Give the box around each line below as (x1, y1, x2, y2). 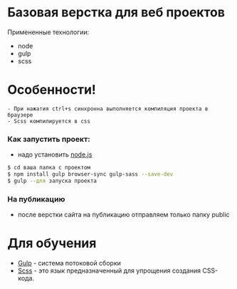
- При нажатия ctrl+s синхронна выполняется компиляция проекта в (7, 105, 209, 112)
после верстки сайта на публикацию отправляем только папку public (17, 211, 230, 219)
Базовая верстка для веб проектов (7, 4, 226, 21)
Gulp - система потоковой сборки (17, 259, 121, 268)
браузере (7, 111, 33, 118)
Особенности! (7, 82, 96, 98)
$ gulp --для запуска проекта (7, 177, 98, 184)
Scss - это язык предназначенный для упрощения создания (17, 266, 201, 275)
